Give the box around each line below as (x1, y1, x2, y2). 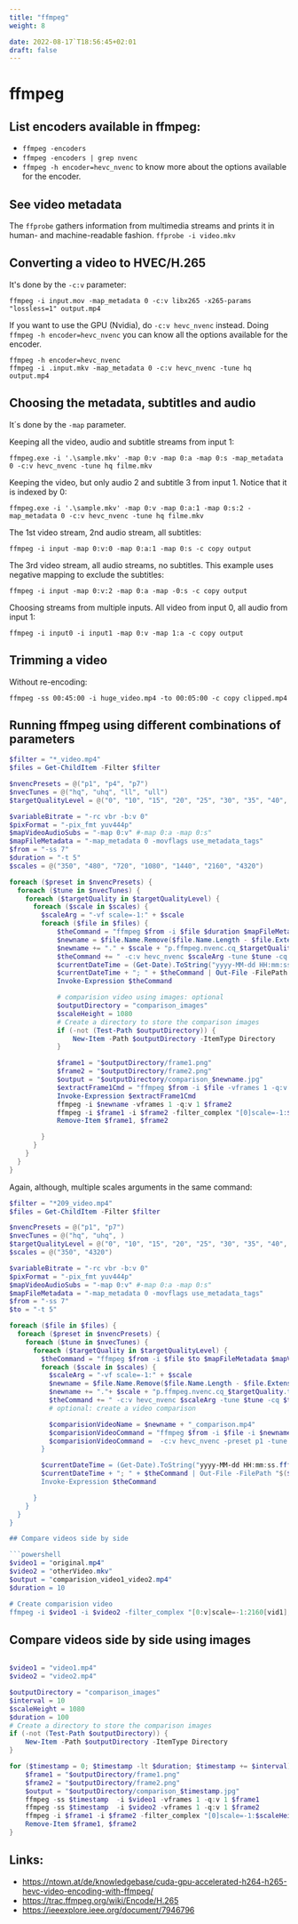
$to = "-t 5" (9, 1305, 58, 1314)
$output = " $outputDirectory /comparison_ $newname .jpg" (56, 1075, 264, 1085)
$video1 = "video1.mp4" (9, 1663, 98, 1672)
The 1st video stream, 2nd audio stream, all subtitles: (9, 526, 202, 538)
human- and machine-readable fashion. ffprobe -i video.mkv (9, 230, 237, 241)
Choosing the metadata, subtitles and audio (9, 396, 256, 411)
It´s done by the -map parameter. (9, 419, 127, 429)
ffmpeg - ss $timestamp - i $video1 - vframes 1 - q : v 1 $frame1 (25, 1795, 260, 1804)
